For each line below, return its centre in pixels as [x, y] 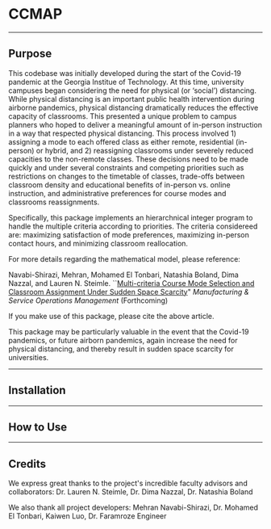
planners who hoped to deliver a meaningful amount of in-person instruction [135, 124]
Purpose [30, 54]
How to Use [38, 427]
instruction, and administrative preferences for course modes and [117, 193]
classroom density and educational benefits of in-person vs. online [120, 185]
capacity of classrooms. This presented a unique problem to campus [123, 116]
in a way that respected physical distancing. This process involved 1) [122, 133]
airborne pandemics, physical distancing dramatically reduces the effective [133, 107]
